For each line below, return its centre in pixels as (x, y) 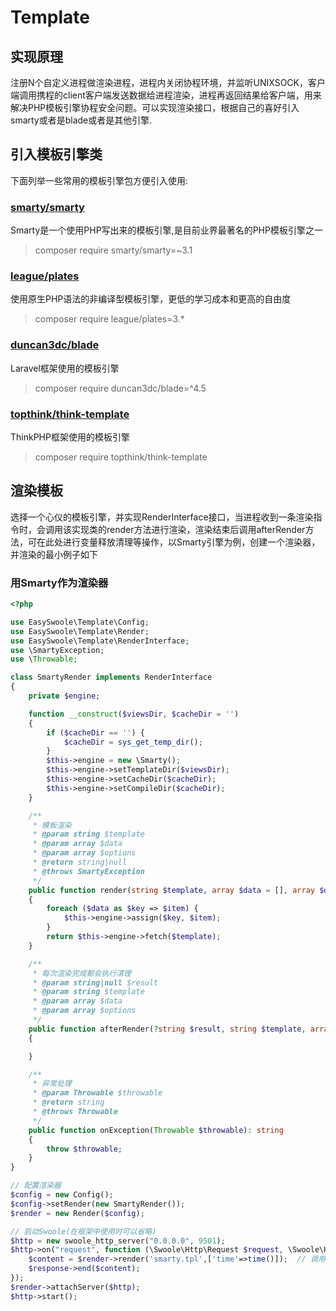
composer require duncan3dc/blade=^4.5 (120, 388)
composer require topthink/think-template (121, 457)
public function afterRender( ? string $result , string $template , (167, 1029)
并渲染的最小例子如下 (54, 554)
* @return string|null (80, 862)
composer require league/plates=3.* (109, 319)
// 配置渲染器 (36, 1186)
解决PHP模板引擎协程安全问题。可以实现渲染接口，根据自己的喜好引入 (155, 107)
